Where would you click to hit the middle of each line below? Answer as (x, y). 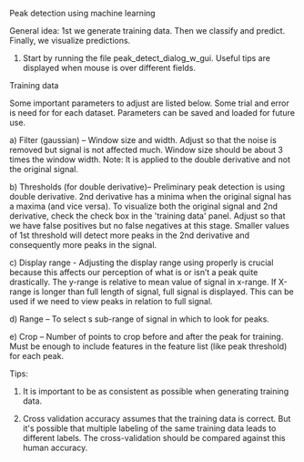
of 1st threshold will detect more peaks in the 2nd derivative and (130, 235)
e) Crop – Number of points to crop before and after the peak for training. (147, 337)
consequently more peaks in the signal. (83, 245)
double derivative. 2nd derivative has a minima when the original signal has (151, 196)
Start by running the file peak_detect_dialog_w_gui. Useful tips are (147, 58)
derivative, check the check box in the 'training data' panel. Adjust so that (147, 216)
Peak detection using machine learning (83, 13)
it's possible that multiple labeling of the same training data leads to (149, 428)
